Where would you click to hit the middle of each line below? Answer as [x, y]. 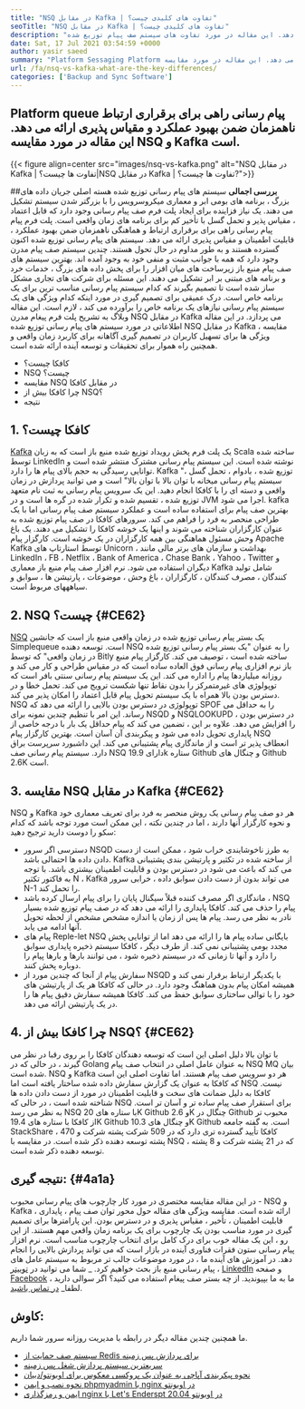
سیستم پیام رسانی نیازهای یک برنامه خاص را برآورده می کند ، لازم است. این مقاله [148, 307]
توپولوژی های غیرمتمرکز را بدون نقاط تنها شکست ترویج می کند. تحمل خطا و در [143, 685]
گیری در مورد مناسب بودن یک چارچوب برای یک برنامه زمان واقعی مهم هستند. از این [151, 1229]
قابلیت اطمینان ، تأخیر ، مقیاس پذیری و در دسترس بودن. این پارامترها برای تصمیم [147, 1220]
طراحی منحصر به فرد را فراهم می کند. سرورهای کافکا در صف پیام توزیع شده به [145, 519]
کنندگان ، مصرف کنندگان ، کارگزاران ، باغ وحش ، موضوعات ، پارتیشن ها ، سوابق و [149, 577]
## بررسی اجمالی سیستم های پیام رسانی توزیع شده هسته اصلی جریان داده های [144, 191]
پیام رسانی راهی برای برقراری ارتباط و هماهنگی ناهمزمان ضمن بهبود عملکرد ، [142, 230]
